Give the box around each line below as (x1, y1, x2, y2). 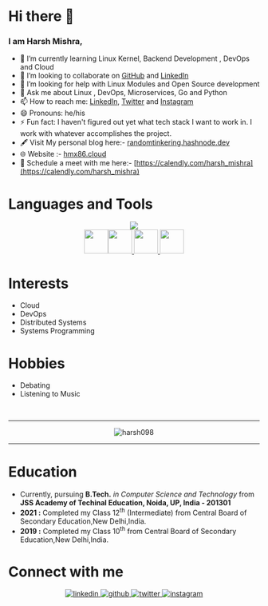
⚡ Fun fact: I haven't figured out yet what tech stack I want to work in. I (19, 118, 253, 127)
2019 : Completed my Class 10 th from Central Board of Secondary (19, 524, 237, 536)
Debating (19, 381, 50, 390)
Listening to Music (19, 389, 81, 399)
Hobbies (8, 354, 65, 373)
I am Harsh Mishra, (8, 36, 83, 47)
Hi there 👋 (8, 7, 74, 26)
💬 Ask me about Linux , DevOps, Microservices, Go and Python (19, 88, 227, 98)
